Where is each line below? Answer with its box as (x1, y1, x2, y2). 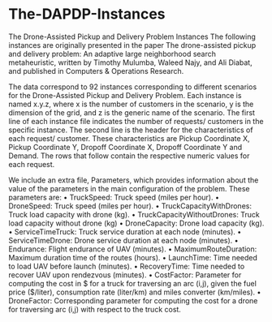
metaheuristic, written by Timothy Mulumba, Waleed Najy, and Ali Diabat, (8, 58, 253, 67)
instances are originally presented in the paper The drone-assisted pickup (8, 40, 257, 49)
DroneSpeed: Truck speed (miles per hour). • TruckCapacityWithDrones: (8, 200, 252, 211)
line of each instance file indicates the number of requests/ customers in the (8, 116, 264, 126)
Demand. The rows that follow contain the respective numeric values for (8, 151, 250, 161)
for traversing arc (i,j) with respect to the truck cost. (8, 304, 181, 314)
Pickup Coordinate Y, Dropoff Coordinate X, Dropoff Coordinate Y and (8, 142, 243, 152)
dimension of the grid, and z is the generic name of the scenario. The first (8, 107, 256, 118)
